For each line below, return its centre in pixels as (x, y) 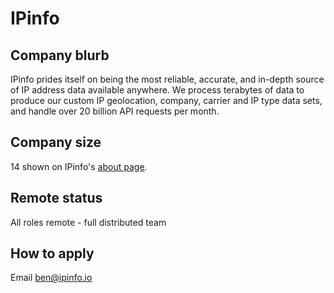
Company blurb (60, 55)
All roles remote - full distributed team (88, 222)
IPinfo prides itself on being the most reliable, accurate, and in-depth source (167, 79)
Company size (56, 142)
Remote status (56, 198)
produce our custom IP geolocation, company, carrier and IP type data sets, (166, 100)
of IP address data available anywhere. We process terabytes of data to (157, 90)
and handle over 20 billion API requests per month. (115, 111)
